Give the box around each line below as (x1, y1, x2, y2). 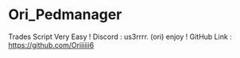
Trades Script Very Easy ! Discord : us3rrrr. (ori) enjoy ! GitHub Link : (8, 32, 232, 41)
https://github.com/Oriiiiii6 (8, 40, 95, 49)
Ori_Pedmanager (8, 6, 122, 24)
